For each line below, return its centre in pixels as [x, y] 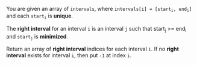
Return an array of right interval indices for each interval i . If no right [93, 49]
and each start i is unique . [40, 16]
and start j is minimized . [37, 37]
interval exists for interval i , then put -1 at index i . [69, 55]
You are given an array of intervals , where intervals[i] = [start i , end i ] [99, 9]
